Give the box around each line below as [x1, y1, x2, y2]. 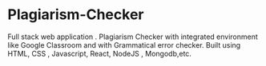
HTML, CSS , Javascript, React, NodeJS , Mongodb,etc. [7, 49, 191, 58]
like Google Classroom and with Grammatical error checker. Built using [7, 40, 241, 49]
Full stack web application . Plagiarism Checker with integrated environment [7, 32, 258, 41]
